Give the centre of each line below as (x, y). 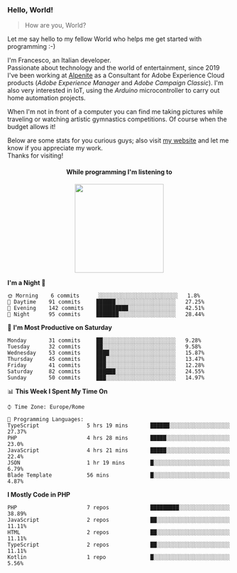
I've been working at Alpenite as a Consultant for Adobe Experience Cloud (116, 75)
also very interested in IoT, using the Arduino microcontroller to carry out (114, 91)
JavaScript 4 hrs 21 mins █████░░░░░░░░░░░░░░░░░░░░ (119, 450)
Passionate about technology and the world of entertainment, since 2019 (114, 68)
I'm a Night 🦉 (27, 282)
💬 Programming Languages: (45, 419)
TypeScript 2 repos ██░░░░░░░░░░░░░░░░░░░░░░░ (119, 545)
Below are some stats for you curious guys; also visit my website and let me (118, 140)
